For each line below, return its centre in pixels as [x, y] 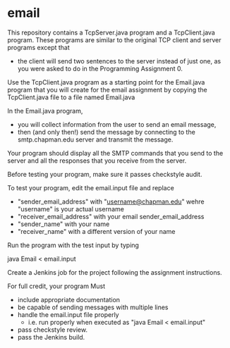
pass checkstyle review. [53, 330]
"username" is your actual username [71, 209]
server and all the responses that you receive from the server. [97, 161]
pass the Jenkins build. [51, 337]
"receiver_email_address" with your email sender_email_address [111, 216]
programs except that [39, 47]
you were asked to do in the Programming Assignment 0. [100, 68]
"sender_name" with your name [63, 224]
